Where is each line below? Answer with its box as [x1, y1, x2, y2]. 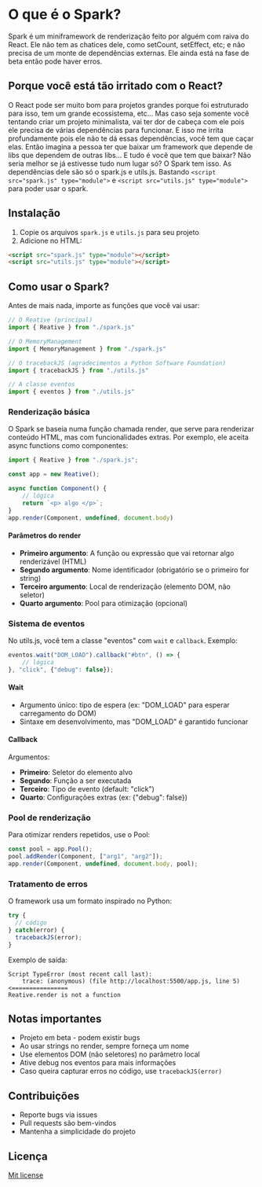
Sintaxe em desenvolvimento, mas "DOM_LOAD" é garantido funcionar [19, 717, 249, 726]
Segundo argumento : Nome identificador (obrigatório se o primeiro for [19, 564, 249, 575]
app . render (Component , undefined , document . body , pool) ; [8, 860, 198, 868]
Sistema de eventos [8, 618, 86, 629]
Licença [8, 1149, 49, 1163]
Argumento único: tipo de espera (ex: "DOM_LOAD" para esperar [19, 700, 230, 709]
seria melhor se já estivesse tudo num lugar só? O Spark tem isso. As [8, 159, 232, 168]
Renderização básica [8, 406, 90, 417]
